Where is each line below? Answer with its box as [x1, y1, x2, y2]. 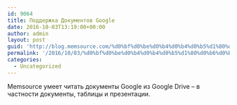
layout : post [7, 37, 46, 44]
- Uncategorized [13, 63, 61, 70]
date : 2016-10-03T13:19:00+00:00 [7, 23, 106, 30]
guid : [7, 43, 23, 50]
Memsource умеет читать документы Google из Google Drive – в [7, 82, 200, 90]
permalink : [7, 50, 39, 57]
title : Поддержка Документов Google [7, 17, 115, 24]
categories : [7, 56, 42, 63]
